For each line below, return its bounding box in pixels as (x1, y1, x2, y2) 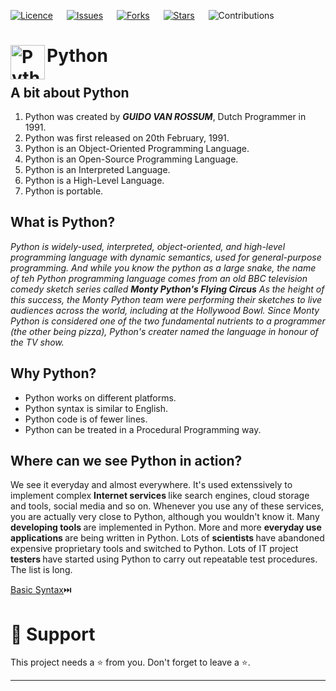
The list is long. (10, 564, 73, 576)
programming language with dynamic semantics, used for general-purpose (10, 251, 322, 263)
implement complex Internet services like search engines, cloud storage (10, 490, 310, 502)
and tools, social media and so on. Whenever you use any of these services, (10, 500, 325, 512)
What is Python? (10, 214, 116, 231)
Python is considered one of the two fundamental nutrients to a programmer (10, 315, 326, 327)
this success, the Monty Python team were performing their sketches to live (10, 293, 323, 305)
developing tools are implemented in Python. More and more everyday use (10, 521, 322, 534)
